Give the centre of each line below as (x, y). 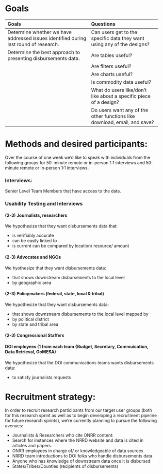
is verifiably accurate (33, 236)
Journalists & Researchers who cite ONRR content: (63, 435)
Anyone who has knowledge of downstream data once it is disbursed (81, 461)
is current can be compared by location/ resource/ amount (71, 246)
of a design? (105, 102)
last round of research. (33, 44)
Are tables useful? (112, 55)
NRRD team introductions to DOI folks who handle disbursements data (82, 456)
